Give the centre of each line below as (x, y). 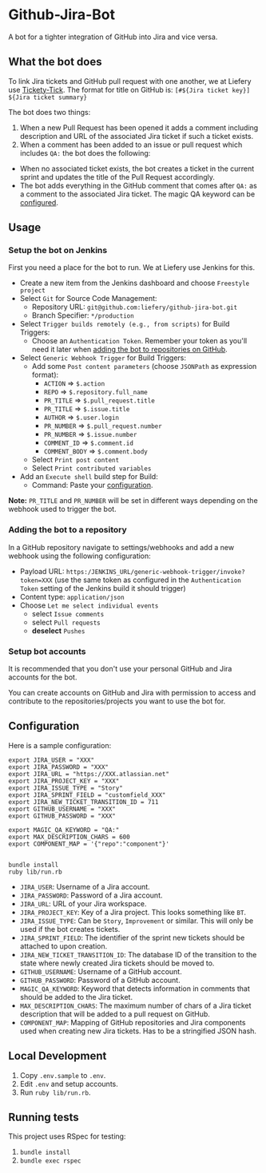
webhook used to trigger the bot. (63, 509)
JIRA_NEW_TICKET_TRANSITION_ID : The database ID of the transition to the (138, 954)
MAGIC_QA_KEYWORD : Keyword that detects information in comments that (135, 989)
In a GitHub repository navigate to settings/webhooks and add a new (121, 547)
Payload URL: (42, 571)
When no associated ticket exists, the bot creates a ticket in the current (137, 168)
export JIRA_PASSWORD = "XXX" (59, 767)
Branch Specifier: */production (83, 315)
